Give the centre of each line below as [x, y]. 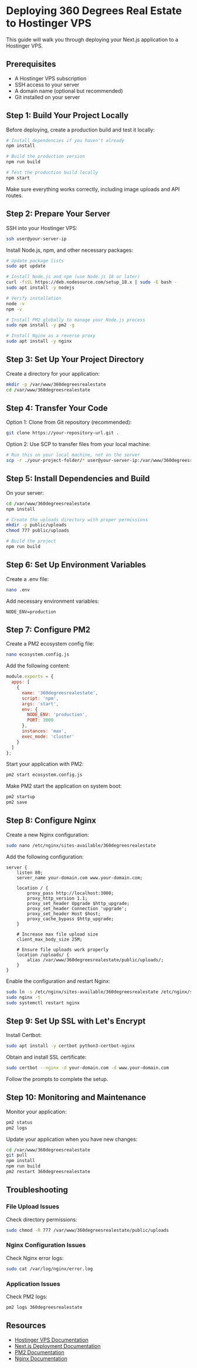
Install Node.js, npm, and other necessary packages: [70, 250]
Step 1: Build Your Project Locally [67, 116]
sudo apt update [26, 266]
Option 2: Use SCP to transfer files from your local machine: [78, 444]
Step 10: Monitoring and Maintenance [76, 1098]
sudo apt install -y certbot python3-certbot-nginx [70, 1046]
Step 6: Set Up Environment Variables [76, 565]
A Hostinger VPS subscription [50, 78]
